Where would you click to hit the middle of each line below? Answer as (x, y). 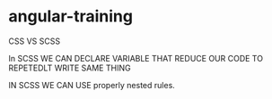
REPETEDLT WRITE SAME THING (70, 68)
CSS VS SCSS (34, 41)
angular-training (71, 16)
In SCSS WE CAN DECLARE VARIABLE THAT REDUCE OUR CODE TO (136, 58)
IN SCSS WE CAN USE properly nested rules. (92, 85)
